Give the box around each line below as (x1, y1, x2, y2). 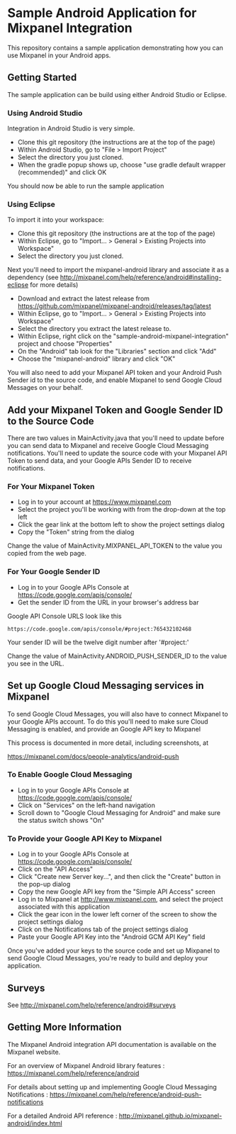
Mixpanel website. (7, 1048, 61, 1056)
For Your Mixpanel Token (7, 482, 95, 492)
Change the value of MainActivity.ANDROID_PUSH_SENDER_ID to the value (7, 651, 227, 660)
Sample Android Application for (7, 5, 197, 21)
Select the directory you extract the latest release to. (17, 325, 172, 333)
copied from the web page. (7, 549, 87, 558)
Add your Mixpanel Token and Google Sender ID (7, 404, 223, 416)
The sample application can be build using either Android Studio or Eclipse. (7, 90, 227, 99)
